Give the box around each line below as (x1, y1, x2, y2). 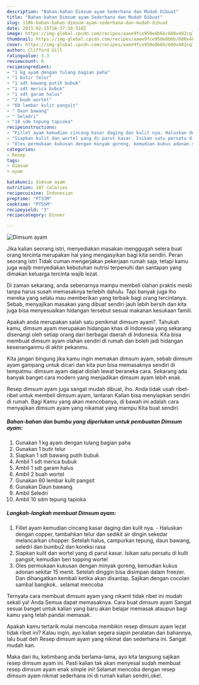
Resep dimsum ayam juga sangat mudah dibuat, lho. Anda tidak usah (6, 386, 175, 393)
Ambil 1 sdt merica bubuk (15, 458, 77, 465)
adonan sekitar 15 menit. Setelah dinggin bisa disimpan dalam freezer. (15, 568, 185, 575)
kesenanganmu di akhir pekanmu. (6, 344, 89, 351)
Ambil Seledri (15, 489, 48, 497)
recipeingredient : (6, 63, 52, 70)
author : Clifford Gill (6, 47, 63, 53)
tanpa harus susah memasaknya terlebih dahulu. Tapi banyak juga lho (6, 288, 177, 295)
